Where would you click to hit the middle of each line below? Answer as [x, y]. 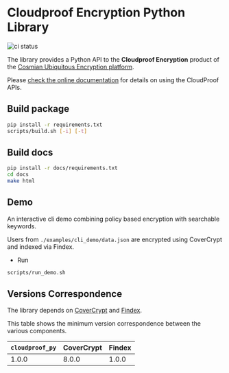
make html [21, 181]
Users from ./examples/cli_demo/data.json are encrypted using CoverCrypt [115, 239]
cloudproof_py [34, 348]
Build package [38, 109]
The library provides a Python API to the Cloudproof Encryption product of [113, 59]
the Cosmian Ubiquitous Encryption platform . [71, 67]
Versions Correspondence [64, 294]
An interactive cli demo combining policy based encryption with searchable [113, 219]
